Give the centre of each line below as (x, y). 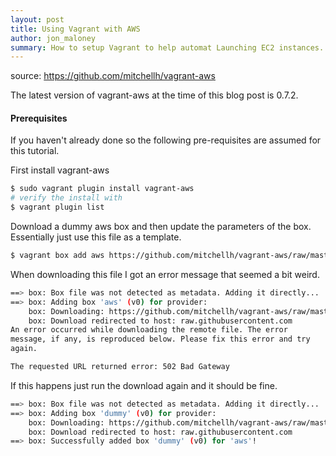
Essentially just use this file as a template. (96, 237)
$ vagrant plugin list (57, 207)
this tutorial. (35, 151)
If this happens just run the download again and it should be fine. (144, 385)
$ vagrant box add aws (57, 256)
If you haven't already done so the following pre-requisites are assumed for (166, 140)
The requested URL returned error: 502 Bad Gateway (120, 367)
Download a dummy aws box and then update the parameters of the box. (161, 227)
